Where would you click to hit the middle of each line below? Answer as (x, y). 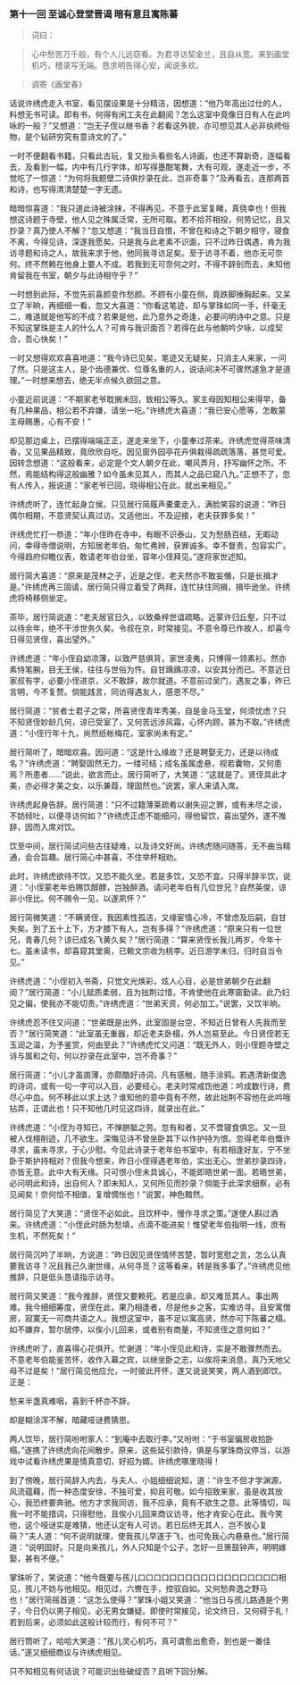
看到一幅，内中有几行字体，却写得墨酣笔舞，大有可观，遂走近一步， (158, 167)
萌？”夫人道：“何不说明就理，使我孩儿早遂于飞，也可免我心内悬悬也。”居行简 (150, 1536)
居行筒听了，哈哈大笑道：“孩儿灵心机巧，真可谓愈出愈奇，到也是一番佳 (140, 1641)
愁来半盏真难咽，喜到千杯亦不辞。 (72, 1401)
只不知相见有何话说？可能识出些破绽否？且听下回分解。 (111, 1672)
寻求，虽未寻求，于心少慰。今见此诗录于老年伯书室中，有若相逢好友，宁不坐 (150, 1150)
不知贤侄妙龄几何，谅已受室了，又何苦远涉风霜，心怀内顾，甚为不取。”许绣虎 (150, 722)
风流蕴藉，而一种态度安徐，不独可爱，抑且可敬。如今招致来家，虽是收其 (142, 1492)
